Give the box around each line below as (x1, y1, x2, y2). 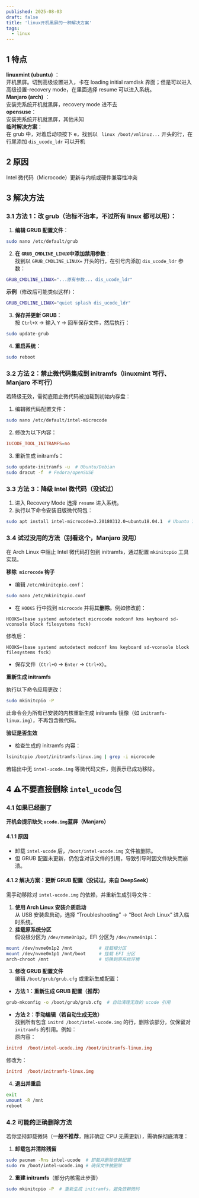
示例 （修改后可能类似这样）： (6, 289, 76, 296)
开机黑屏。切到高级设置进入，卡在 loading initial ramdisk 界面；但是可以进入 (6, 78, 192, 85)
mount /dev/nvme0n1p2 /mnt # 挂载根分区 (6, 945, 127, 951)
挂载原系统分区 (14, 926, 52, 933)
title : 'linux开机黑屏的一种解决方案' (6, 20, 92, 26)
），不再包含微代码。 (30, 717, 80, 724)
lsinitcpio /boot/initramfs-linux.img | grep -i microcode (6, 753, 155, 760)
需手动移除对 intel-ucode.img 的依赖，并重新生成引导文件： (6, 891, 153, 898)
